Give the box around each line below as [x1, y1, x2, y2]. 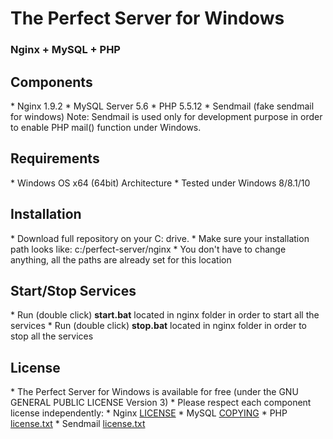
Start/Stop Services [10, 282, 137, 299]
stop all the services [10, 330, 94, 342]
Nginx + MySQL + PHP [10, 43, 121, 57]
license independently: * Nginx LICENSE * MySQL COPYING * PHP [10, 407, 288, 419]
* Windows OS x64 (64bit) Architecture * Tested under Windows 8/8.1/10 [10, 177, 311, 189]
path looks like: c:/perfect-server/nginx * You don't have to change [10, 243, 287, 255]
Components [10, 73, 93, 91]
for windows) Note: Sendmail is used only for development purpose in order [10, 110, 323, 122]
